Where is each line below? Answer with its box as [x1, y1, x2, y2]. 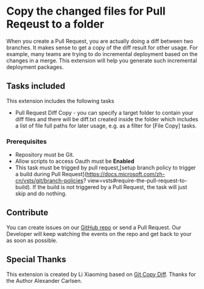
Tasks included [6, 81, 66, 91]
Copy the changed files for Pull [6, 4, 166, 18]
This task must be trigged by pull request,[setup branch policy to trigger [15, 164, 196, 171]
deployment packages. [6, 63, 64, 71]
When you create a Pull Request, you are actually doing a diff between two [6, 37, 194, 45]
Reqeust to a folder [6, 17, 105, 31]
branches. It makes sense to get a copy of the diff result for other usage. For [6, 44, 198, 51]
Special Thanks [6, 254, 66, 265]
